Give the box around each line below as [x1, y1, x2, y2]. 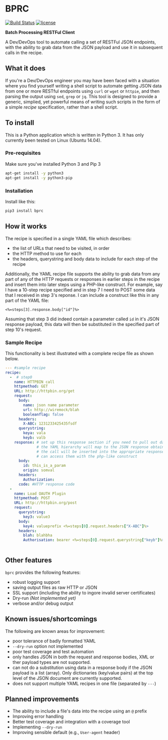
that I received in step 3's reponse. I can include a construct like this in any [5, 292, 159, 298]
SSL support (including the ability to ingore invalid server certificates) [12, 589, 156, 596]
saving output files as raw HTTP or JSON [12, 584, 97, 590]
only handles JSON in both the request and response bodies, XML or [12, 654, 154, 660]
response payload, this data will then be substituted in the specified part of [5, 321, 159, 327]
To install [5, 119, 34, 127]
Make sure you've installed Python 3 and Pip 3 [5, 161, 101, 167]
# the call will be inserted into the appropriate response [36, 449, 164, 454]
